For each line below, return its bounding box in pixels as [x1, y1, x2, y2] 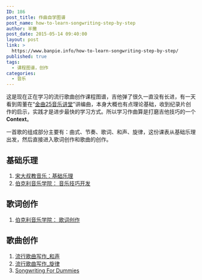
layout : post [6, 37, 39, 43]
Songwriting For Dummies [14, 267, 80, 274]
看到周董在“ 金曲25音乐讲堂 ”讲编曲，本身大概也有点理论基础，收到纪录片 [6, 100, 186, 108]
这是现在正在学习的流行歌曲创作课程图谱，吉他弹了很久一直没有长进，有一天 [6, 93, 196, 100]
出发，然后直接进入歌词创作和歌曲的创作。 [6, 136, 112, 143]
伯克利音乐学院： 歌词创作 [14, 216, 80, 223]
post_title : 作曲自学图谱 [6, 14, 66, 20]
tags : [6, 59, 20, 65]
